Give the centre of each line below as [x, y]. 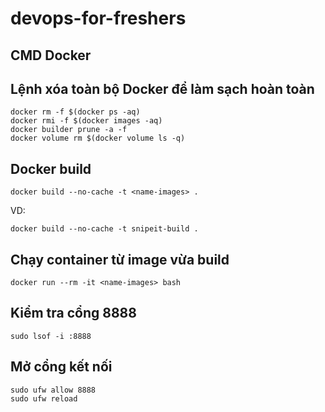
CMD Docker [51, 55]
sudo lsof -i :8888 [51, 336]
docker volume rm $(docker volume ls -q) [98, 138]
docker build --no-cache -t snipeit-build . [104, 229]
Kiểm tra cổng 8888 [73, 313]
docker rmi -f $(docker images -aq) [86, 121]
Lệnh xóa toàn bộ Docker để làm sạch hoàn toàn [162, 88]
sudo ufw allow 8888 [53, 390]
